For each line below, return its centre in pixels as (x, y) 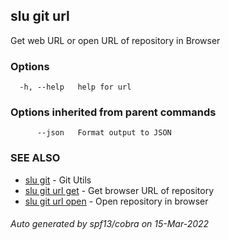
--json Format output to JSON (104, 133)
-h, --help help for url (75, 87)
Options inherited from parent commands (113, 112)
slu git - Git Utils (58, 180)
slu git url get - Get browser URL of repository (119, 190)
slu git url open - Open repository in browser (116, 201)
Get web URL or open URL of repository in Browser (115, 40)
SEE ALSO (35, 158)
